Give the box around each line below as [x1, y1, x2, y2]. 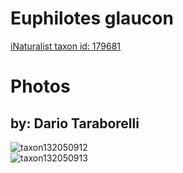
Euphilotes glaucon [10, 7, 174, 30]
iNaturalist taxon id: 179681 [10, 40, 122, 52]
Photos [10, 75, 71, 98]
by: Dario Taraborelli [10, 115, 140, 132]
